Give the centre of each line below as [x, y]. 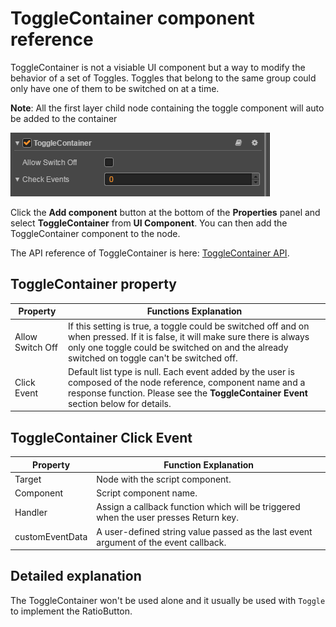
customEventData [51, 537]
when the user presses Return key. [167, 518]
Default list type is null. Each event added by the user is [181, 371]
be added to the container [64, 118]
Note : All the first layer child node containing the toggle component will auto [167, 108]
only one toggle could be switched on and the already [178, 347]
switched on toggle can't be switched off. [152, 358]
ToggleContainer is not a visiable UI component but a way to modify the [158, 67]
